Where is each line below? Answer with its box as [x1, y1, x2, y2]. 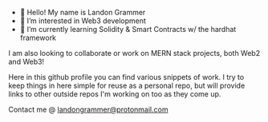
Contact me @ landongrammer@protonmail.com [8, 104, 169, 114]
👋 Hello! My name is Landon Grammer [19, 8, 146, 17]
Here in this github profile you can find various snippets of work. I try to [8, 73, 245, 81]
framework [19, 33, 57, 42]
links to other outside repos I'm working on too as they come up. [8, 89, 221, 99]
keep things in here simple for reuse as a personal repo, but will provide [8, 81, 246, 90]
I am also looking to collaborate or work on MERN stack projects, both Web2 [8, 49, 261, 57]
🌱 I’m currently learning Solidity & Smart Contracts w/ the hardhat [19, 25, 237, 33]
